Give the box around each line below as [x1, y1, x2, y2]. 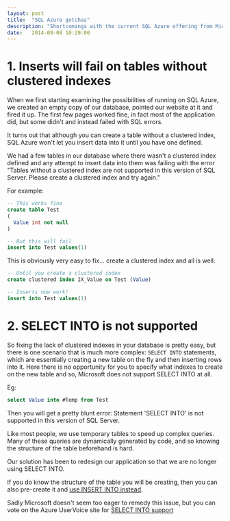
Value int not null [13, 219, 69, 226]
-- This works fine [7, 200, 63, 207]
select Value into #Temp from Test [7, 396, 109, 403]
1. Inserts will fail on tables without [7, 59, 207, 74]
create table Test [7, 206, 60, 213]
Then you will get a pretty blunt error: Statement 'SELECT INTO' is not [7, 409, 204, 417]
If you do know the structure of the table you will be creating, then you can [7, 478, 218, 486]
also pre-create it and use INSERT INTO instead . [7, 485, 143, 494]
